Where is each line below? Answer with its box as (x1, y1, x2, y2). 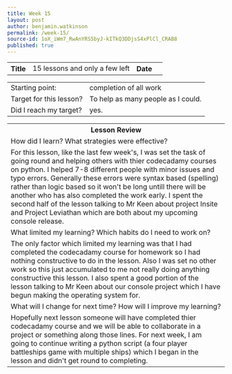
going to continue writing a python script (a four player (10, 339, 188, 348)
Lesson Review (90, 125, 142, 134)
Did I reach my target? (10, 105, 82, 114)
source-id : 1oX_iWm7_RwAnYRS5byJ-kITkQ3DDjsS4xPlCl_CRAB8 (7, 36, 177, 43)
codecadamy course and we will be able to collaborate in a (10, 322, 202, 331)
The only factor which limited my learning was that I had (10, 239, 192, 248)
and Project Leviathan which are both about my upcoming (10, 208, 198, 217)
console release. (10, 216, 64, 226)
